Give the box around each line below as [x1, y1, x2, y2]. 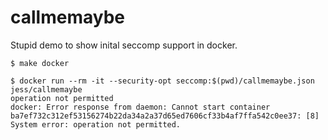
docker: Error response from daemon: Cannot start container [10, 102, 271, 112]
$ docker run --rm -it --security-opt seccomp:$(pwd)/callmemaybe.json [10, 76, 315, 86]
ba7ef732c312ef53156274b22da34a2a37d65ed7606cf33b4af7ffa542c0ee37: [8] [10, 111, 320, 121]
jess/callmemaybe [10, 84, 83, 95]
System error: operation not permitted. [10, 119, 182, 130]
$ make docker [10, 58, 70, 68]
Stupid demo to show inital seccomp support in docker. [10, 39, 238, 51]
